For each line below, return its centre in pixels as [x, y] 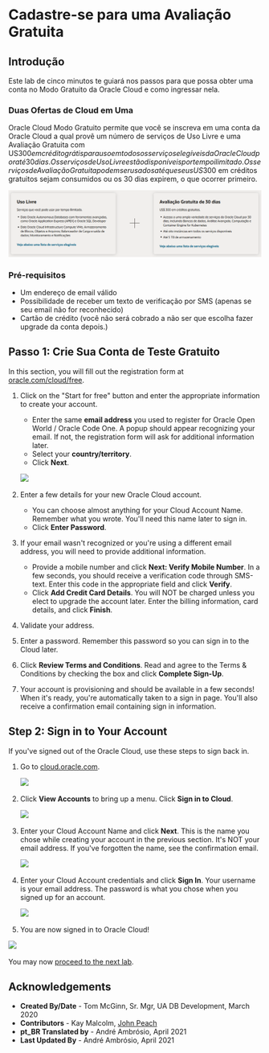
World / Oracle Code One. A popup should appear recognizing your [143, 428]
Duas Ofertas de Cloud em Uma [71, 110]
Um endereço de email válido [69, 292]
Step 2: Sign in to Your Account [88, 732]
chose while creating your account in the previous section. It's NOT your [140, 839]
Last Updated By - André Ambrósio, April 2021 [97, 1040]
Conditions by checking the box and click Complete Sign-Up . [122, 673]
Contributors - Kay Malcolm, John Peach [89, 1023]
